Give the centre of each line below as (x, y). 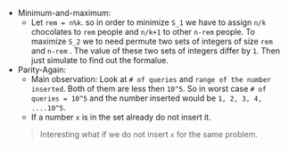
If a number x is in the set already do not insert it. (121, 117)
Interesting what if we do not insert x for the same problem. (149, 134)
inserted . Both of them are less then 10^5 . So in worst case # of (149, 89)
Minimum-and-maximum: (64, 13)
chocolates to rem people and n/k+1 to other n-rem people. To (143, 32)
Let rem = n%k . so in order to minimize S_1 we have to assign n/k (149, 22)
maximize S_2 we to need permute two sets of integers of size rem (152, 41)
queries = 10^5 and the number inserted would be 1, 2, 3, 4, (147, 98)
